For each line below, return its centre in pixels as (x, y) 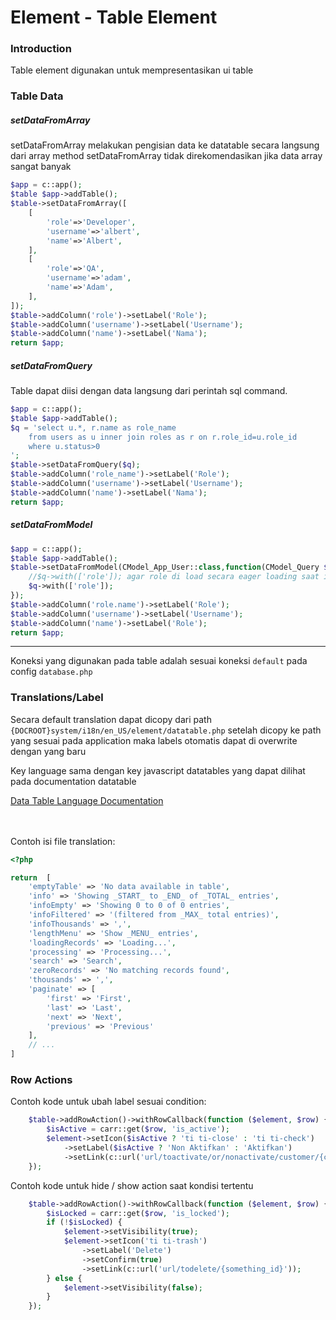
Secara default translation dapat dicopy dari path (111, 719)
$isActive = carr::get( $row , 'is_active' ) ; (138, 1129)
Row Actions (41, 1080)
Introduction (41, 49)
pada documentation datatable (73, 781)
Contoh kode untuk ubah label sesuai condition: (108, 1102)
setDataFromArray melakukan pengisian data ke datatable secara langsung (165, 145)
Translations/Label (57, 698)
